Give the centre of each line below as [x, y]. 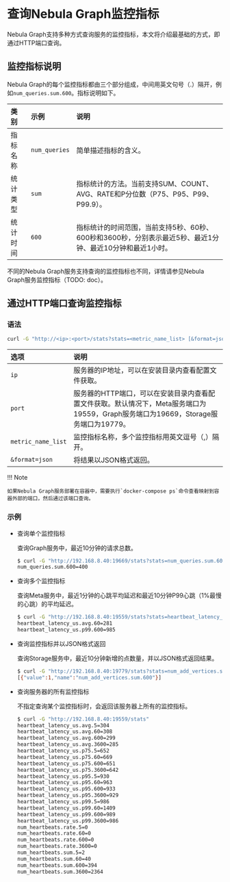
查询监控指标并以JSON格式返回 [61, 643]
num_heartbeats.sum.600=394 [57, 865]
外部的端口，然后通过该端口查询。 [53, 499]
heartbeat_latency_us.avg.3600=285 [68, 744]
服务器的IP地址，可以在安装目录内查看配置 [141, 370]
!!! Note [17, 478]
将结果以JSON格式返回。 [113, 461]
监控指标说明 [34, 67]
